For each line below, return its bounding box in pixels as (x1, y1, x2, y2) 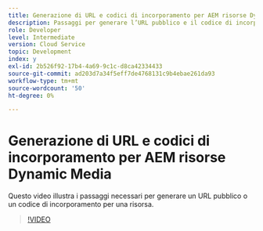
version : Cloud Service (8, 41, 86, 49)
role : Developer (8, 26, 61, 34)
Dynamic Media (8, 165, 112, 183)
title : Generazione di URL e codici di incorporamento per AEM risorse (8, 11, 247, 20)
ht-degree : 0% (8, 92, 55, 99)
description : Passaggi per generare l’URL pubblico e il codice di (8, 19, 233, 27)
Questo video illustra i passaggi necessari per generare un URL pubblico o (8, 191, 248, 200)
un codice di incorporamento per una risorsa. (8, 200, 154, 209)
